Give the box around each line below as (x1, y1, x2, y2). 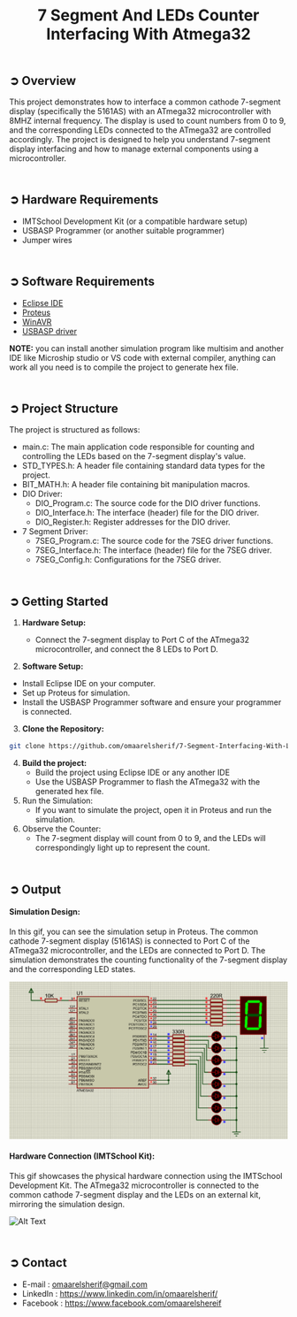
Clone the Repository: (21, 724, 104, 734)
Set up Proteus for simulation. (21, 687, 131, 699)
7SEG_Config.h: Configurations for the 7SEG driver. (34, 555, 222, 565)
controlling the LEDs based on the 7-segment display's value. (21, 451, 246, 462)
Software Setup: (21, 661, 84, 672)
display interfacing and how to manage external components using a (9, 143, 259, 154)
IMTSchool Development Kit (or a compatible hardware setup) (21, 216, 248, 226)
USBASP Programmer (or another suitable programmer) (21, 225, 225, 235)
